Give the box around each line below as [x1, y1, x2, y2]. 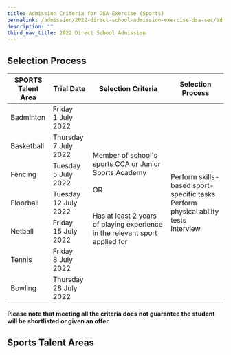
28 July [52, 283, 78, 293]
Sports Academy [92, 168, 146, 178]
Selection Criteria [98, 84, 158, 94]
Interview [170, 224, 201, 234]
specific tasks [170, 190, 216, 199]
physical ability [170, 207, 219, 216]
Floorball [10, 198, 39, 207]
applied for [92, 237, 128, 247]
